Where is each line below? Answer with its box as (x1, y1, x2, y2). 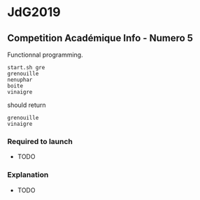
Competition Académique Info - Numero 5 (7, 32, 194, 44)
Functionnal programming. (7, 50, 83, 59)
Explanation (7, 170, 49, 180)
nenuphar (7, 76, 33, 83)
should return (7, 101, 47, 109)
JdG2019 (7, 4, 61, 20)
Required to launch (7, 136, 73, 146)
